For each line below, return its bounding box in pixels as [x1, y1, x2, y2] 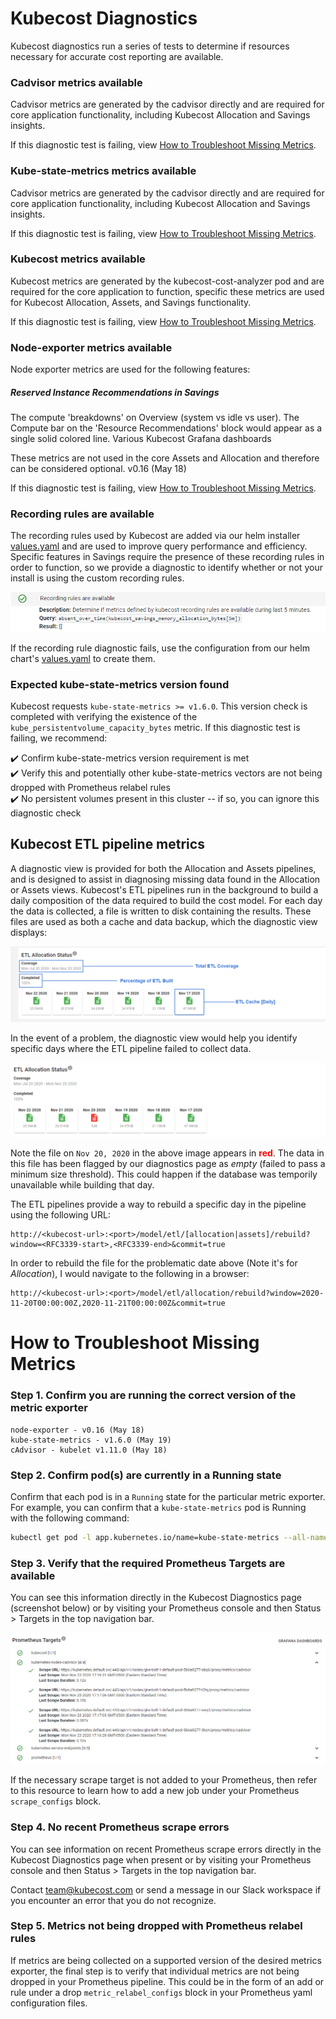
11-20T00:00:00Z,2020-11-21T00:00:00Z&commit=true [10, 1298, 226, 1309]
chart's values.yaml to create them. [10, 652, 156, 664]
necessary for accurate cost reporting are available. [10, 50, 224, 62]
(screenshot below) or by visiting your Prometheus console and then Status [10, 1602, 322, 1614]
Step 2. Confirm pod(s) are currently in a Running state [10, 1468, 282, 1482]
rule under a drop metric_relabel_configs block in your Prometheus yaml [10, 1986, 313, 1998]
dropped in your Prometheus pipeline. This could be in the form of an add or [10, 1975, 325, 1987]
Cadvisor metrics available [10, 75, 143, 89]
